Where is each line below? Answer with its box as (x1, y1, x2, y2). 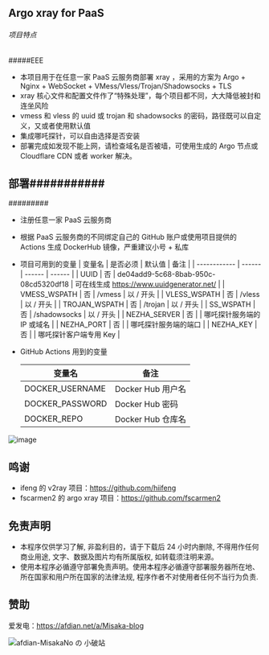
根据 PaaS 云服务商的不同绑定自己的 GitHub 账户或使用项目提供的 (19, 233, 237, 242)
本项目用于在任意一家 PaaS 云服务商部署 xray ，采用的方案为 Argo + (19, 72, 247, 81)
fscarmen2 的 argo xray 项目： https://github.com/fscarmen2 (19, 493, 221, 503)
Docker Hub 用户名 (115, 384, 187, 395)
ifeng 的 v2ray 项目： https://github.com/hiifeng (19, 483, 177, 493)
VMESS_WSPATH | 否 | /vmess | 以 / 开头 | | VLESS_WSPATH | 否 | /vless (19, 290, 260, 299)
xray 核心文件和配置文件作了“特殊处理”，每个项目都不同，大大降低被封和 (19, 90, 261, 100)
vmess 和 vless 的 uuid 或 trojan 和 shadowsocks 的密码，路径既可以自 (19, 110, 255, 120)
